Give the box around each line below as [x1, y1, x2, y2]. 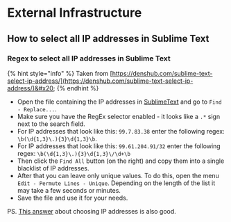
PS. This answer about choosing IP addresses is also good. [7, 207, 177, 215]
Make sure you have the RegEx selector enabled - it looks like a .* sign [17, 112, 221, 120]
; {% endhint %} [53, 84, 99, 92]
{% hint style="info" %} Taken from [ [7, 69, 112, 77]
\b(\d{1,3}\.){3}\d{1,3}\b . [17, 134, 97, 143]
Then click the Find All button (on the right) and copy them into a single [17, 157, 225, 165]
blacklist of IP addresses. [17, 164, 89, 172]
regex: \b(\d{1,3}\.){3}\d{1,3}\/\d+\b [17, 149, 130, 157]
